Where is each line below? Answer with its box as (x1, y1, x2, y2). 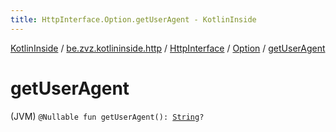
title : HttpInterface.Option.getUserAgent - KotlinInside (10, 14, 257, 25)
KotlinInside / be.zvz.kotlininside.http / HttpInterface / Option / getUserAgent (10, 42, 326, 54)
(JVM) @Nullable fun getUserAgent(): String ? (10, 110, 205, 122)
